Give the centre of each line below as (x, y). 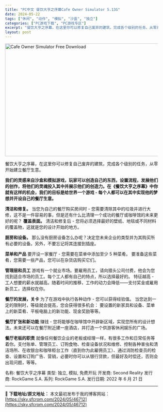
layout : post (18, 32)
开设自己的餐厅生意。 (35, 198)
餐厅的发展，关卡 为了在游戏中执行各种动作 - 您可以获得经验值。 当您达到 (79, 299)
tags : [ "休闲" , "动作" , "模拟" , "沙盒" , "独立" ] (51, 19)
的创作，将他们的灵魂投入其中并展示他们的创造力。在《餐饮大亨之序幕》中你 (81, 186)
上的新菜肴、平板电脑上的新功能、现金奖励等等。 (54, 311)
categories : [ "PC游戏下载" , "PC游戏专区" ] (46, 23)
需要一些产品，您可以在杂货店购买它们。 (58, 260)
